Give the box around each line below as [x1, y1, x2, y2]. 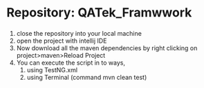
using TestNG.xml [26, 66, 77, 74]
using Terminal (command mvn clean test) [26, 74, 147, 82]
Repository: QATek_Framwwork [6, 5, 192, 21]
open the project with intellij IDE [16, 36, 107, 45]
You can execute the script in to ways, [16, 58, 126, 67]
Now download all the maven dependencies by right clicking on [16, 44, 198, 52]
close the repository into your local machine [16, 30, 142, 38]
